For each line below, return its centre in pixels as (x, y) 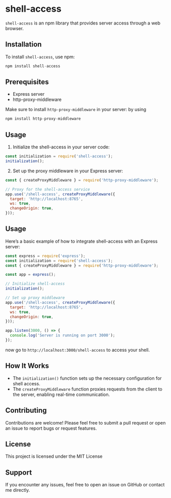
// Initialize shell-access (35, 284)
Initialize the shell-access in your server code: (61, 147)
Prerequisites (27, 82)
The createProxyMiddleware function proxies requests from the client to (87, 389)
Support (19, 472)
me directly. (18, 490)
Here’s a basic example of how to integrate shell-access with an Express (81, 241)
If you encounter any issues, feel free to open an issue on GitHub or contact (85, 485)
